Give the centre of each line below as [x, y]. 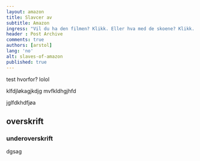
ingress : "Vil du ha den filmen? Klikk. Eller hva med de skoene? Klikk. [101, 29]
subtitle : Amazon [28, 23]
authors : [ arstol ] [29, 46]
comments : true [25, 40]
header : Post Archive [35, 34]
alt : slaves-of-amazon [35, 56]
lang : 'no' [20, 51]
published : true [26, 62]
